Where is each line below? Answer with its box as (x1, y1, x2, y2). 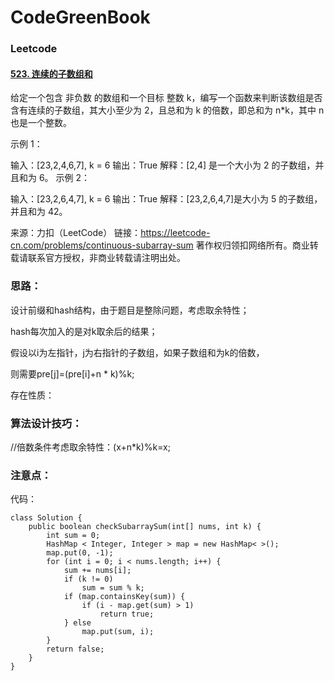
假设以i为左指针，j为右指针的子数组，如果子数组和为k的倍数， (10, 346, 265, 358)
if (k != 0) (63, 574, 114, 585)
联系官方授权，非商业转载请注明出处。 (27, 252, 186, 264)
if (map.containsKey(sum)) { (63, 592, 186, 602)
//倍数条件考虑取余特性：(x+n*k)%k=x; (10, 441, 171, 453)
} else (63, 618, 92, 628)
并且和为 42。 (10, 206, 68, 218)
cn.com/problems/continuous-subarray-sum (10, 239, 194, 251)
